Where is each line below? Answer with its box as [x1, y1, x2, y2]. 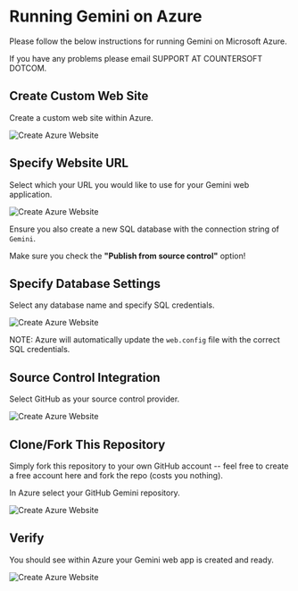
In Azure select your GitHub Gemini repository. [9, 487, 180, 498]
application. [9, 189, 53, 199]
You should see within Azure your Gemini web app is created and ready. [9, 554, 274, 565]
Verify [9, 530, 45, 546]
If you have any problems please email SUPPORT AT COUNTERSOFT [9, 53, 263, 63]
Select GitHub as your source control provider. [9, 393, 180, 404]
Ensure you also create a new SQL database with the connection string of [9, 224, 279, 234]
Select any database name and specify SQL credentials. [9, 300, 215, 310]
